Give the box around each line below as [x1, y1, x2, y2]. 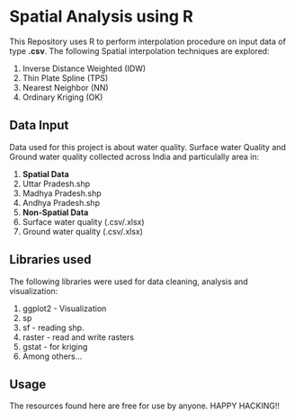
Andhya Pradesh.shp [22, 197, 101, 208]
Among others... [22, 351, 83, 362]
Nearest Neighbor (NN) [22, 82, 110, 93]
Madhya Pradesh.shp [22, 187, 102, 199]
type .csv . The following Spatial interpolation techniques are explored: [9, 45, 270, 56]
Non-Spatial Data [22, 207, 89, 218]
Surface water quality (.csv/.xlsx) [22, 216, 146, 227]
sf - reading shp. [22, 322, 85, 333]
